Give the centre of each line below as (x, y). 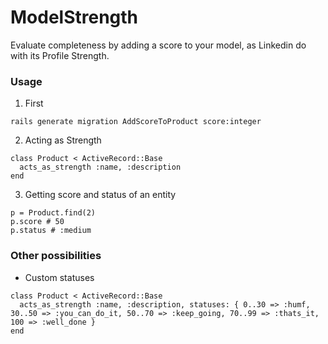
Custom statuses (59, 277)
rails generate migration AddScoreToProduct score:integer (136, 122)
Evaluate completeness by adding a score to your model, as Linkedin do (158, 45)
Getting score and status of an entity (100, 195)
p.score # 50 (37, 222)
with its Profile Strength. (60, 55)
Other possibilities (56, 256)
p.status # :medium (51, 231)
